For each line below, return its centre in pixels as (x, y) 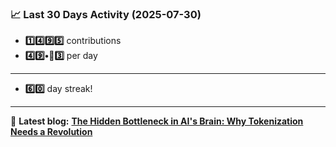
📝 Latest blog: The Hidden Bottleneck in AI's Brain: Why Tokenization (157, 121)
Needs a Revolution (51, 132)
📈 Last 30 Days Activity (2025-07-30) (106, 14)
